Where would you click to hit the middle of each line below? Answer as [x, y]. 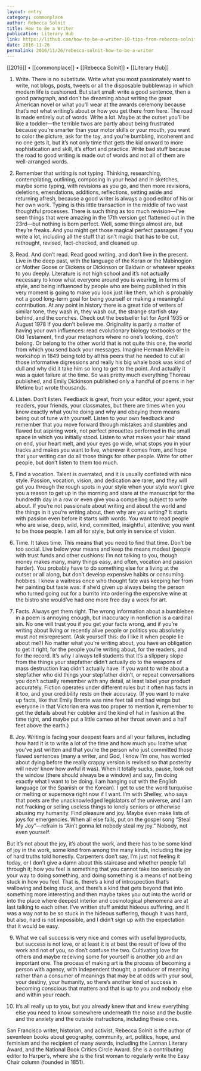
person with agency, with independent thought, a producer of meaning [102, 969]
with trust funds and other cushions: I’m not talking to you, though [96, 555]
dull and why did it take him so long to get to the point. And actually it [100, 368]
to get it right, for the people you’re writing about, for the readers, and [101, 649]
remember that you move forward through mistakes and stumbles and [101, 424]
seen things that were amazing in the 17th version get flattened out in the [105, 217]
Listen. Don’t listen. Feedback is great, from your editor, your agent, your [105, 399]
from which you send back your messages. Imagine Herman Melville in [103, 349]
